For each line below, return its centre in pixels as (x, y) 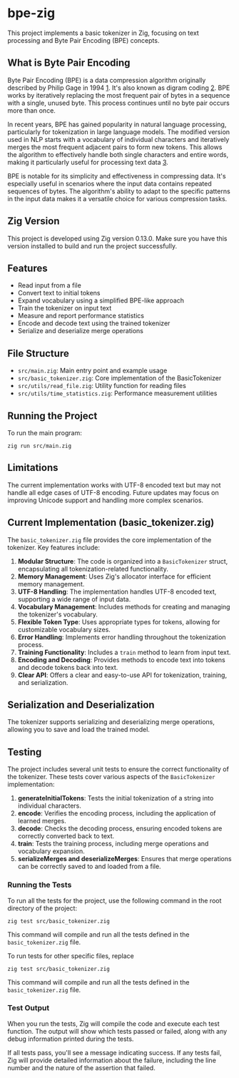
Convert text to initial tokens (59, 293)
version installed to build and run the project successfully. (92, 246)
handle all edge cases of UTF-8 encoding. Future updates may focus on (113, 492)
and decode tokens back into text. (68, 667)
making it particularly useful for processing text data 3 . (88, 162)
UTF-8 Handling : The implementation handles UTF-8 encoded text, (117, 591)
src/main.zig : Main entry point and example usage (92, 371)
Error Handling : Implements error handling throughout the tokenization (122, 637)
